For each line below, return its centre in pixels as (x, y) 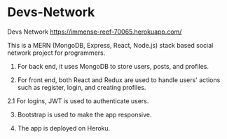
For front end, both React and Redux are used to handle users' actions (119, 80)
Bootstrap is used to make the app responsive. (84, 114)
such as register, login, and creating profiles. (82, 87)
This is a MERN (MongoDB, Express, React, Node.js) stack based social (110, 45)
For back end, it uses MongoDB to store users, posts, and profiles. (113, 66)
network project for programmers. (56, 53)
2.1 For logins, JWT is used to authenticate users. (78, 101)
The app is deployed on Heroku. (64, 128)
